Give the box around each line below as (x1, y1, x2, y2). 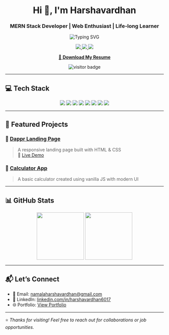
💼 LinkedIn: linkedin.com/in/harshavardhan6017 (12, 296, 111, 302)
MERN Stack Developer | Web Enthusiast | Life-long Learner (10, 23, 159, 30)
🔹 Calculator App (5, 164, 48, 171)
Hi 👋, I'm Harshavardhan (33, 5, 136, 16)
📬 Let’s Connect (5, 275, 59, 283)
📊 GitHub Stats (5, 196, 54, 205)
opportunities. (5, 324, 34, 330)
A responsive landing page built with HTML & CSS (17, 147, 122, 153)
